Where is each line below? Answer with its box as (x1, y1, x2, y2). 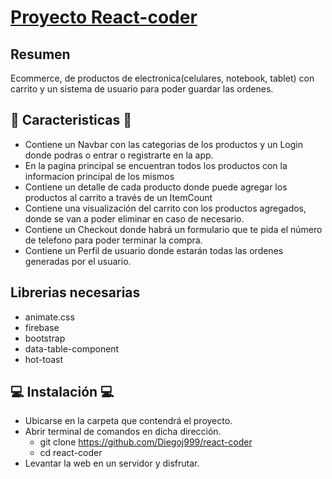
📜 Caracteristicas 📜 (10, 112, 133, 129)
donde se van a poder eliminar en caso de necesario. (24, 212, 245, 225)
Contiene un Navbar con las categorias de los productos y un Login (24, 138, 304, 150)
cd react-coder (39, 447, 103, 459)
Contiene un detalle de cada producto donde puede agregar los (24, 181, 288, 193)
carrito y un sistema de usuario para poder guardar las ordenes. (10, 83, 274, 95)
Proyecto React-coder (10, 6, 198, 29)
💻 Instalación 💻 (10, 384, 115, 401)
